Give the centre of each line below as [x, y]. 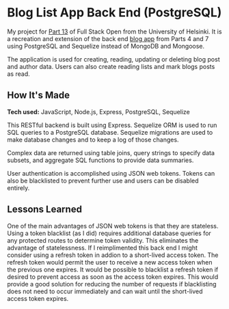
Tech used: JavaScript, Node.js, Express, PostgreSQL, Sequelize [98, 111]
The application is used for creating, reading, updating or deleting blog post [113, 59]
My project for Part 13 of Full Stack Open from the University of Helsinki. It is [114, 31]
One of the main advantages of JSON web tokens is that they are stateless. [113, 226]
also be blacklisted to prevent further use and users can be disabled [103, 180]
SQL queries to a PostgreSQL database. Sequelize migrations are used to [110, 132]
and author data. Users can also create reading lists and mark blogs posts [111, 66]
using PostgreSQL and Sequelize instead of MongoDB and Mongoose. [106, 46]
